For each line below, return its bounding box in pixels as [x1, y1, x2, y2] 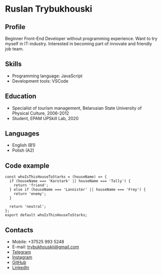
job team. [5, 46, 24, 52]
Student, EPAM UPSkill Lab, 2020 [12, 115, 79, 121]
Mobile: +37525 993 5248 [12, 239, 64, 245]
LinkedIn [12, 265, 29, 271]
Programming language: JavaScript [12, 73, 83, 79]
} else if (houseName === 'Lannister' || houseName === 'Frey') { [9, 187, 146, 192]
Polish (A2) [12, 147, 34, 154]
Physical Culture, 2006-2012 [12, 110, 69, 116]
